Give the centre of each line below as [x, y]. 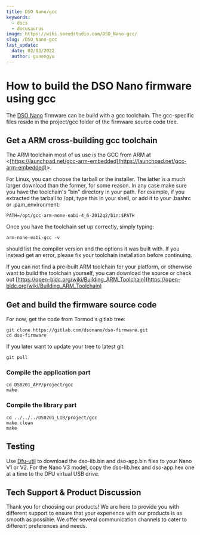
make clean [20, 423]
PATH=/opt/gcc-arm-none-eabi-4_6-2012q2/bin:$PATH [70, 216]
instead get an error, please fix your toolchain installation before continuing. [99, 255]
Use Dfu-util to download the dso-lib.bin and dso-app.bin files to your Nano [99, 461]
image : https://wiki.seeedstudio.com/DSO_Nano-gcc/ [72, 34]
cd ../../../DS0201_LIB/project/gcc [52, 418]
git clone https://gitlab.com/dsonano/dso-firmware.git [77, 330]
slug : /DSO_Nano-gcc [32, 40]
